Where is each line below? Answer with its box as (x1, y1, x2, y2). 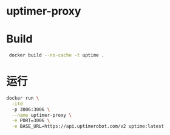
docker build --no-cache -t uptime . (8, 52, 104, 58)
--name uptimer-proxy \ (12, 112, 72, 118)
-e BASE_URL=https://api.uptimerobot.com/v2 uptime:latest (12, 123, 165, 130)
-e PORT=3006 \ (12, 117, 50, 124)
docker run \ (6, 95, 39, 101)
